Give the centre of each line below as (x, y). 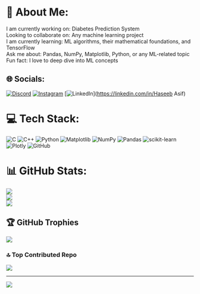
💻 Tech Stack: (43, 118)
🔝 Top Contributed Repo (42, 255)
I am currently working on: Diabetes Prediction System (73, 29)
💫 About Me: (37, 12)
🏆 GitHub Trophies (43, 223)
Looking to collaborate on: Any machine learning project (75, 35)
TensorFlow (21, 48)
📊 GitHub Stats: (47, 171)
